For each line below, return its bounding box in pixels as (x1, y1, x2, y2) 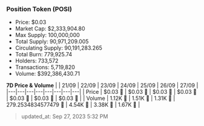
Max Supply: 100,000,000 (15, 31, 80, 39)
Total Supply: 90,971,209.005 (15, 38, 90, 45)
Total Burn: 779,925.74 (15, 51, 72, 58)
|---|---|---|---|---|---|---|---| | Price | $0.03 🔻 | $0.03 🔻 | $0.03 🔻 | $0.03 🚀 (6, 88, 197, 96)
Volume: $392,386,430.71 (15, 70, 80, 78)
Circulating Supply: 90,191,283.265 (15, 44, 102, 51)
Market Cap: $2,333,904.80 (15, 25, 85, 32)
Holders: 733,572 (15, 57, 59, 65)
